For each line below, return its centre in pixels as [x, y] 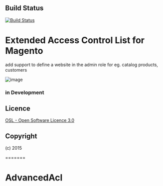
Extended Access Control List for [75, 40]
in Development [25, 93]
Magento [24, 51]
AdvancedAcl [34, 178]
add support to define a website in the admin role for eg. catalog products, [82, 65]
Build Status [24, 8]
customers [16, 70]
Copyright [21, 136]
